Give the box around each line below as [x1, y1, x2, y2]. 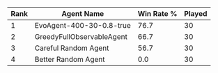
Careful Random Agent [34, 43, 109, 53]
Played [184, 9, 208, 18]
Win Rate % [137, 9, 178, 18]
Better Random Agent [34, 55, 105, 64]
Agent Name [61, 9, 104, 18]
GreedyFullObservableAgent [34, 32, 127, 41]
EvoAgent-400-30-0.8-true [34, 21, 131, 30]
